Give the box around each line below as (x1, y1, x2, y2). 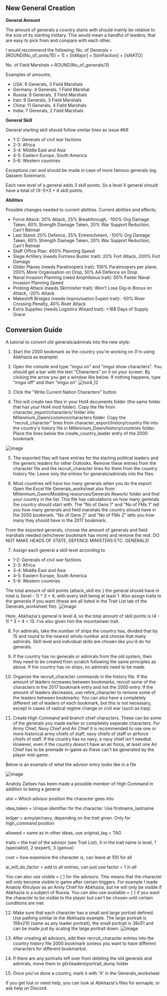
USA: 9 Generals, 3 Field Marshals (12, 81, 83, 87)
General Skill (5, 117, 33, 123)
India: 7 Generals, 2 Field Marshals (12, 107, 84, 113)
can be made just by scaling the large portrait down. (12, 925, 119, 931)
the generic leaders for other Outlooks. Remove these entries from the (12, 460, 157, 466)
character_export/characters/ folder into (12, 409, 95, 415)
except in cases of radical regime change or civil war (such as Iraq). (12, 705, 152, 711)
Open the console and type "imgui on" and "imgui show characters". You (12, 363, 162, 369)
